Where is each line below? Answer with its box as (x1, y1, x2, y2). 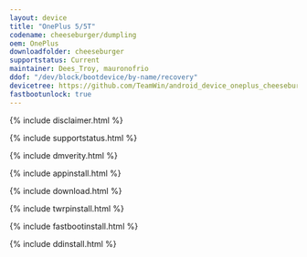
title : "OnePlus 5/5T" (9, 22, 96, 31)
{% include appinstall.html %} (9, 168, 122, 179)
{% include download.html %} (9, 185, 122, 196)
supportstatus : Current (9, 56, 101, 65)
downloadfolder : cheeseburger (9, 47, 125, 57)
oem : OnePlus (9, 38, 59, 48)
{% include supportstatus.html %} (9, 132, 138, 143)
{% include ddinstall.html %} (9, 238, 117, 249)
